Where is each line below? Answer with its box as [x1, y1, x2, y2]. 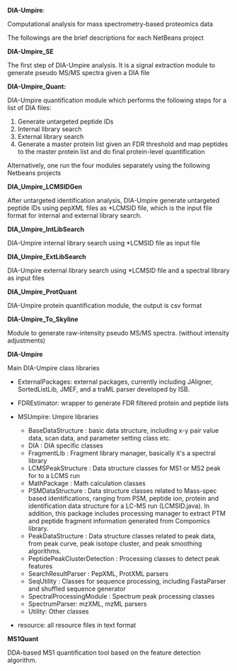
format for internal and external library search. [7, 211, 142, 219]
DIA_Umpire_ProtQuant [7, 287, 77, 296]
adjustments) [7, 336, 46, 345]
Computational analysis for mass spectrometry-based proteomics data [7, 20, 214, 28]
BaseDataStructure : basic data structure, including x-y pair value [28, 426, 219, 435]
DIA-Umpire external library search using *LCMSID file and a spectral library [7, 266, 230, 274]
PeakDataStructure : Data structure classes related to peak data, [28, 532, 216, 540]
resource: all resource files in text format [17, 621, 137, 629]
